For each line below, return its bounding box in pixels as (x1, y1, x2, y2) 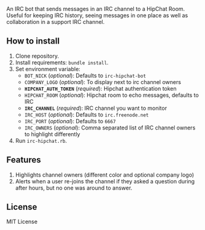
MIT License (6, 218, 38, 226)
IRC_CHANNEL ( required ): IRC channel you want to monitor (24, 104, 168, 112)
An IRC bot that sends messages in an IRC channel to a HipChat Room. (6, 6, 185, 12)
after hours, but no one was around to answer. (15, 184, 133, 191)
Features (6, 155, 41, 165)
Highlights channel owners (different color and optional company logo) (15, 171, 195, 178)
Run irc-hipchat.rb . (15, 137, 68, 144)
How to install (6, 36, 60, 47)
